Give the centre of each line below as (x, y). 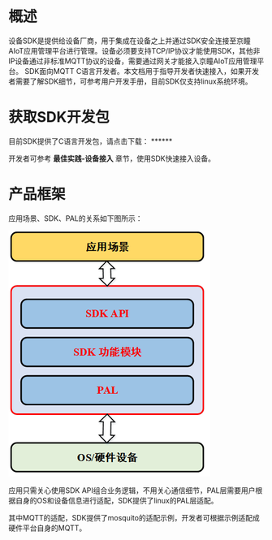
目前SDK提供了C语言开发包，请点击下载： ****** (91, 141)
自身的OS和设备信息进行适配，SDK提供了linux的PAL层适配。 (117, 500)
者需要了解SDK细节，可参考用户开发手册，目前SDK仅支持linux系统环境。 (130, 81)
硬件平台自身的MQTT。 (47, 528)
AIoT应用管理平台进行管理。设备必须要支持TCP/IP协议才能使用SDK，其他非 (134, 50)
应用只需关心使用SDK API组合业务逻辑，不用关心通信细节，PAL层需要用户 (132, 490)
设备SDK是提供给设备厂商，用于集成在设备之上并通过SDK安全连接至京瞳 (130, 41)
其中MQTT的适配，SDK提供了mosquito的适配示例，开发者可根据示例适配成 (134, 517)
